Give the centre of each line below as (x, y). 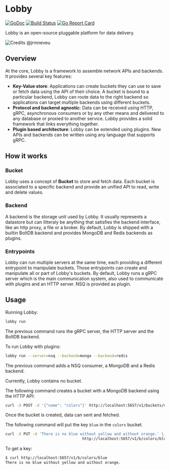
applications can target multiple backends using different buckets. (81, 102)
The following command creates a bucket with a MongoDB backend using (82, 390)
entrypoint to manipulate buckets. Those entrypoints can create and (76, 268)
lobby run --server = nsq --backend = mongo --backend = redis (67, 356)
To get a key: (19, 449)
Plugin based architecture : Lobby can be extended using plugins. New (87, 129)
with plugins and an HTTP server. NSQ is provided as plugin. (68, 284)
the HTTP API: (20, 396)
